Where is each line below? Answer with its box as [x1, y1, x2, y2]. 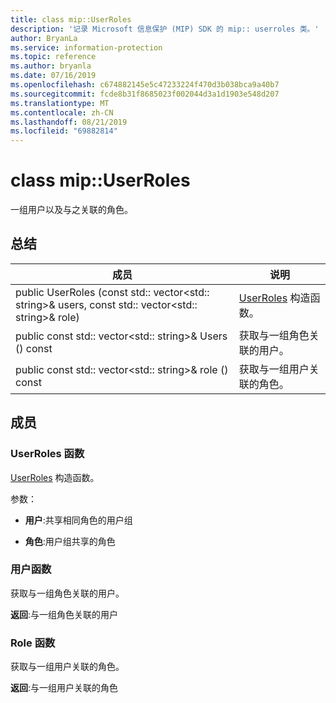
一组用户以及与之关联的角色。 [10, 204, 133, 216]
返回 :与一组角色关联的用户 [10, 608, 119, 620]
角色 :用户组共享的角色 [24, 535, 116, 547]
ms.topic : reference [10, 52, 97, 62]
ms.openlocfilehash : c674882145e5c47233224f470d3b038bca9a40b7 [10, 80, 280, 90]
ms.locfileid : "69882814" [10, 126, 118, 136]
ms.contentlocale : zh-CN [10, 107, 114, 118]
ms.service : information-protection [10, 42, 163, 53]
